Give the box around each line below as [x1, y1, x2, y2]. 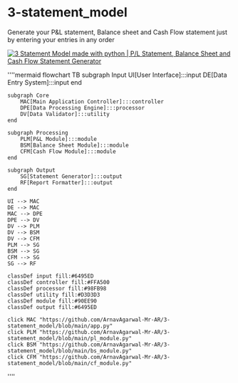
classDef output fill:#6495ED [7, 303, 98, 310]
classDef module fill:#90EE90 [7, 297, 98, 305]
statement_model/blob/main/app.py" [7, 322, 113, 330]
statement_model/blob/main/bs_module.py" [7, 347, 133, 355]
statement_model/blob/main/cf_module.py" [7, 360, 133, 367]
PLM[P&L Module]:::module [20, 135, 98, 142]
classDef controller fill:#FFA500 [7, 278, 110, 285]
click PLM [7, 328, 37, 335]
